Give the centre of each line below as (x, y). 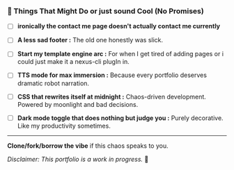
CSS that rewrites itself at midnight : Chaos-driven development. (112, 96)
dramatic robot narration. (53, 83)
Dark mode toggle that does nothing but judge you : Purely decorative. (120, 118)
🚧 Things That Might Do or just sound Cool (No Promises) (106, 11)
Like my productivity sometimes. (64, 126)
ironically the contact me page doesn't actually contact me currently (119, 26)
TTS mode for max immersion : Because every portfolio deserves (112, 75)
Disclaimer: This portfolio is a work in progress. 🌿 (78, 159)
